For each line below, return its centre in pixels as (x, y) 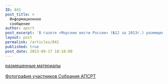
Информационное (25, 19)
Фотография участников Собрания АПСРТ (50, 76)
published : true (22, 47)
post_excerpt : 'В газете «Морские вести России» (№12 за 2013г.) (74, 33)
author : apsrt (20, 28)
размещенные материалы (33, 66)
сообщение (20, 24)
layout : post (19, 38)
